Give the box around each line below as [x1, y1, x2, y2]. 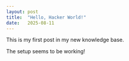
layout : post [6, 8, 39, 15]
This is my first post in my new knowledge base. [6, 36, 124, 44]
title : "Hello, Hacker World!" [6, 14, 86, 20]
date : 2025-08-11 [6, 20, 55, 26]
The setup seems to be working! [6, 48, 86, 55]
